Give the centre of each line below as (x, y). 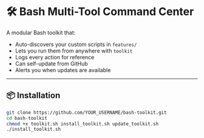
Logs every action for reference (55, 57)
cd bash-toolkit (27, 118)
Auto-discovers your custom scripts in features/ (76, 44)
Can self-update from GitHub (51, 64)
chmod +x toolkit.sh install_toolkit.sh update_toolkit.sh (83, 124)
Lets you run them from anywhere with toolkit (74, 51)
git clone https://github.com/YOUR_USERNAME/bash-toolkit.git (87, 113)
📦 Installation (33, 95)
